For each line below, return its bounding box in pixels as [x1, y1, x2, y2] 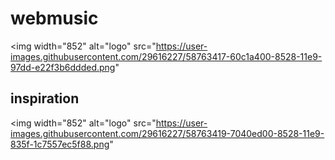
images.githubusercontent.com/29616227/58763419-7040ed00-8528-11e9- [10, 127, 325, 139]
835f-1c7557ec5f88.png [10, 138, 110, 150]
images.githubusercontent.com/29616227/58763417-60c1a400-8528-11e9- [10, 50, 323, 62]
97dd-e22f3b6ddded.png [10, 61, 116, 73]
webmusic [10, 7, 99, 30]
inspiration [10, 90, 80, 107]
